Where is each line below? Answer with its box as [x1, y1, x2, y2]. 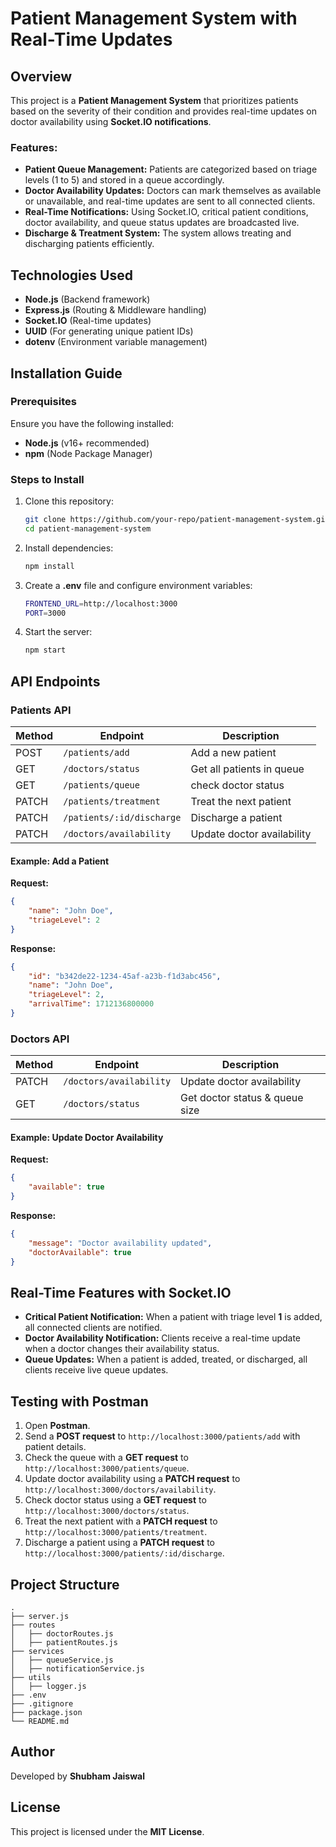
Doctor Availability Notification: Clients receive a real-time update [24, 1332, 302, 1344]
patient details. [24, 1441, 87, 1453]
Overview [10, 68, 73, 85]
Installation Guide [10, 365, 123, 382]
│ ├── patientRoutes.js [10, 1638, 118, 1648]
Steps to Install [10, 472, 85, 486]
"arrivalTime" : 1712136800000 [28, 999, 155, 1009]
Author [10, 1743, 55, 1761]
